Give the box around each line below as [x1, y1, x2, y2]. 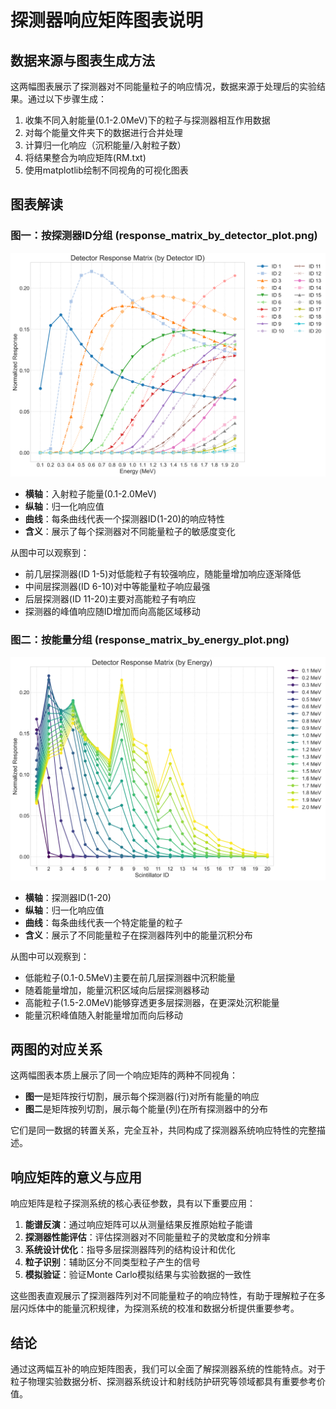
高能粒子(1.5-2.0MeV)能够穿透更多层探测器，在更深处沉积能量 [24, 996, 280, 1008]
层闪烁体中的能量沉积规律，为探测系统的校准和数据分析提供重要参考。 [10, 1302, 300, 1315]
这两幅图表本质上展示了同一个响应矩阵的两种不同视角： [10, 1069, 238, 1081]
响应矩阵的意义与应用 [10, 1169, 142, 1186]
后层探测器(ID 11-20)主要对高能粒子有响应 [24, 593, 197, 605]
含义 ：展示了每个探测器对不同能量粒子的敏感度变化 [24, 526, 236, 538]
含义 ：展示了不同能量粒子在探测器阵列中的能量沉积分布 [24, 929, 253, 941]
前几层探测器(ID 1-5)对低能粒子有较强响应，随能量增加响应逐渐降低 [24, 568, 302, 580]
